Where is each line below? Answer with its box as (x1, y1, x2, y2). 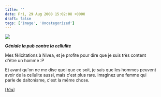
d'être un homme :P (5, 58, 44, 64)
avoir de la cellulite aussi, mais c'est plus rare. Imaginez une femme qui (5, 72, 146, 78)
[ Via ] (5, 87, 15, 93)
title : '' (5, 7, 25, 12)
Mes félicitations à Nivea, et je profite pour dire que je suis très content (5, 52, 146, 58)
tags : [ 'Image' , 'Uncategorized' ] (5, 20, 75, 26)
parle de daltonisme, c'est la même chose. (5, 77, 89, 83)
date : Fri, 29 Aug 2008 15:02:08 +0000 (5, 12, 86, 16)
